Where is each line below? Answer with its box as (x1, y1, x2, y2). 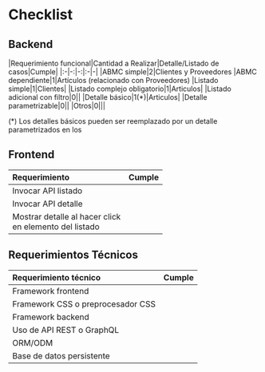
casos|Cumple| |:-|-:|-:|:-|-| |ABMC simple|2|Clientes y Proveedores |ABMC (8, 67, 257, 77)
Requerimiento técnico (12, 271, 101, 283)
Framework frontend (12, 285, 89, 296)
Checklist (8, 6, 73, 24)
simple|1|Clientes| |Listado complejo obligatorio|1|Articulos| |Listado (8, 84, 231, 93)
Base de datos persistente (12, 350, 110, 361)
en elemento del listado (12, 221, 100, 232)
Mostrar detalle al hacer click (12, 211, 121, 222)
